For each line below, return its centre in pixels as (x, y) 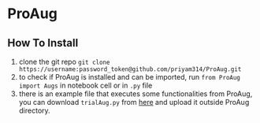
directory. (34, 110)
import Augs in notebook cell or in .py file (85, 85)
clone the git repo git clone (64, 61)
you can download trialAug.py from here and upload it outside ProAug (134, 102)
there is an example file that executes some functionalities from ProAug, (136, 94)
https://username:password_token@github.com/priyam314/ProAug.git (130, 69)
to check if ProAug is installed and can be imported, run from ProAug (130, 77)
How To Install (43, 43)
